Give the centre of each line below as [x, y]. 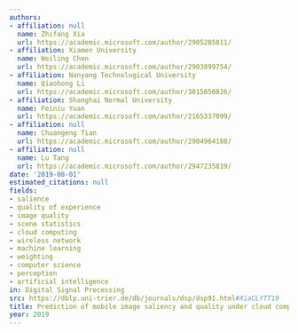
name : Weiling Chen [53, 59]
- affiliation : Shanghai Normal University [91, 100]
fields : [24, 191]
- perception [33, 274]
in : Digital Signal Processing [67, 289]
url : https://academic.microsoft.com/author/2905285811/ [125, 42]
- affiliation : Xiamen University [73, 51]
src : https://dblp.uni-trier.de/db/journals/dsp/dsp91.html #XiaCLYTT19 [144, 298]
